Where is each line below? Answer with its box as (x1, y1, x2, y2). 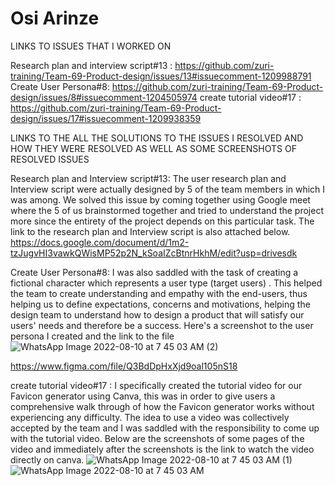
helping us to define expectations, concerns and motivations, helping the (10, 298, 311, 310)
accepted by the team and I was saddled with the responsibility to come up (10, 422, 320, 434)
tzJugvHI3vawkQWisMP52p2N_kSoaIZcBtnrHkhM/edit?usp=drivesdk (10, 247, 298, 259)
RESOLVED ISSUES (10, 153, 90, 165)
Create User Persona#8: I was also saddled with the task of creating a (10, 266, 299, 278)
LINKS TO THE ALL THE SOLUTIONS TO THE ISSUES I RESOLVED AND (10, 132, 304, 144)
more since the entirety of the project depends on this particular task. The (10, 215, 315, 227)
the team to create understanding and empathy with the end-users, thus (10, 287, 308, 299)
